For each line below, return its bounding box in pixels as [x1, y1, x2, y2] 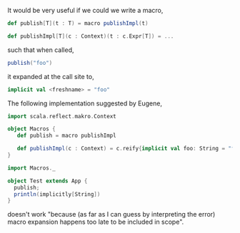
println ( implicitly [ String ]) [14, 190, 101, 198]
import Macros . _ [7, 164, 56, 172]
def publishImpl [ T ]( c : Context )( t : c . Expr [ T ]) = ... [7, 32, 174, 40]
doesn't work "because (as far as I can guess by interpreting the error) [7, 210, 216, 219]
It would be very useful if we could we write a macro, [7, 6, 164, 14]
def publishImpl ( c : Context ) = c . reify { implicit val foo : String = [16, 145, 226, 152]
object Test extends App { [7, 177, 88, 185]
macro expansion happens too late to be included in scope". [7, 217, 184, 227]
